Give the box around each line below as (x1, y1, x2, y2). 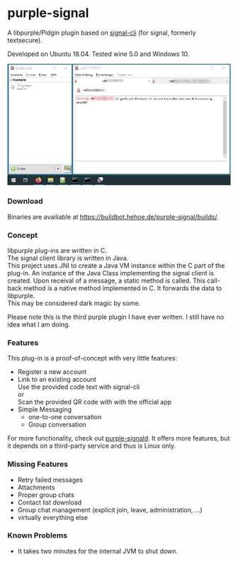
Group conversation (28, 420, 86, 429)
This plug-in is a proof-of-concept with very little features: (7, 354, 178, 363)
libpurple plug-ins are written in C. (7, 246, 108, 254)
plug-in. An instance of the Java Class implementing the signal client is (7, 268, 215, 277)
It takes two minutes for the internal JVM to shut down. (17, 547, 178, 555)
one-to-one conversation (28, 413, 102, 421)
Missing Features (7, 459, 69, 469)
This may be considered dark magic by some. (7, 299, 141, 307)
